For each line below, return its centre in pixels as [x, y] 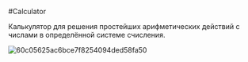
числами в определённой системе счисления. [87, 35]
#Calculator [27, 11]
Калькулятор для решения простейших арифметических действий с [124, 26]
